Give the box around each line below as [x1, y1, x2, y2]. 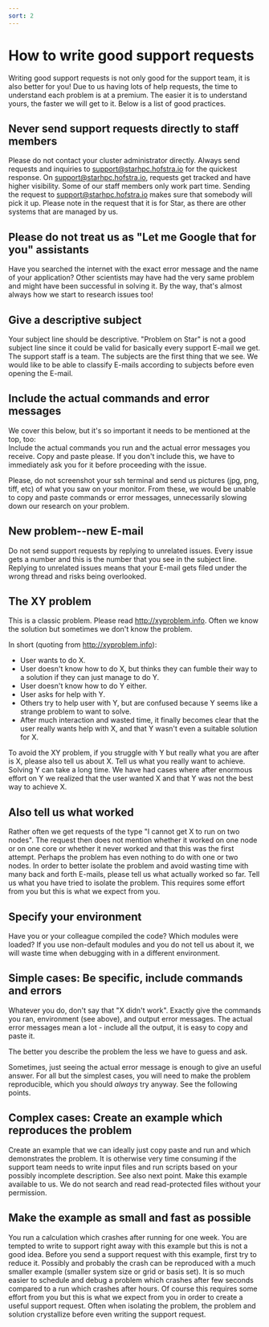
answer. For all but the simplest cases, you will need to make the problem [8, 1071, 251, 1080]
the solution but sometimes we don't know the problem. [8, 625, 193, 634]
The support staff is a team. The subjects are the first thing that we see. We [8, 351, 259, 361]
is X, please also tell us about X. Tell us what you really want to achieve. [8, 756, 246, 766]
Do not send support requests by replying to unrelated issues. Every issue [8, 546, 253, 555]
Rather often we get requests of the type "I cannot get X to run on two [8, 827, 240, 837]
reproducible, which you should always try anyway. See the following [8, 1079, 238, 1089]
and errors [8, 984, 62, 997]
